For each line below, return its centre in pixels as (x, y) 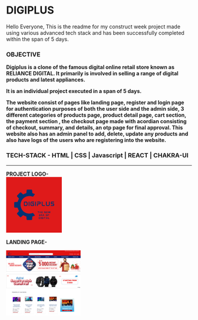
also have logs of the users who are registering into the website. (86, 140)
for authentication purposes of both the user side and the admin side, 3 (95, 109)
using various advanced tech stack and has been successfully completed (95, 32)
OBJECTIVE (23, 54)
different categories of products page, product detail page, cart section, (96, 115)
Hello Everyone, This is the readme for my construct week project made (93, 27)
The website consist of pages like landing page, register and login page (95, 103)
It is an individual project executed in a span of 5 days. (74, 91)
